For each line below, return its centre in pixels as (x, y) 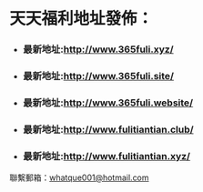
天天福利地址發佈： (81, 19)
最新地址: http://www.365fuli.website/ (108, 103)
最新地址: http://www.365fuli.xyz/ (98, 49)
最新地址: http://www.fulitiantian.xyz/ (107, 156)
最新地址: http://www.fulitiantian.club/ (108, 129)
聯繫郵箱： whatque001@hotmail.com (79, 177)
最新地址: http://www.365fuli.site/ (98, 76)
